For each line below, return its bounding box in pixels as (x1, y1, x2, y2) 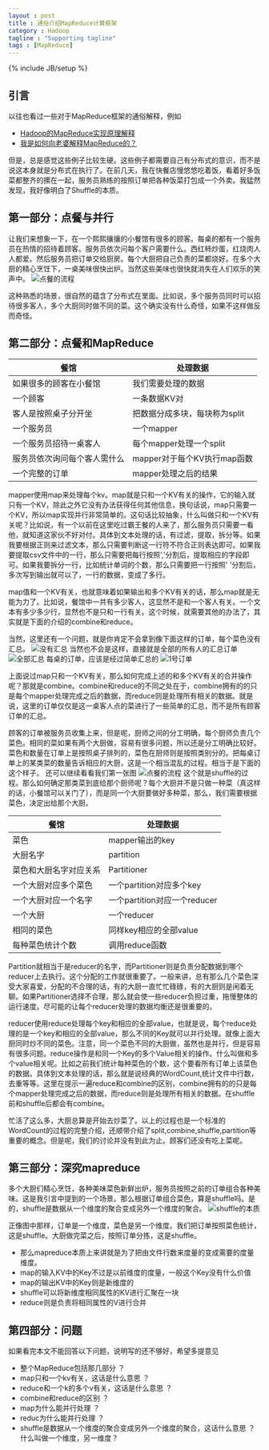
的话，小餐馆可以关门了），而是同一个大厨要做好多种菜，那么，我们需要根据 (8, 787, 258, 797)
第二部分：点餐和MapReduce (8, 337, 155, 350)
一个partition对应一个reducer (108, 894, 218, 905)
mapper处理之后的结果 (132, 467, 218, 479)
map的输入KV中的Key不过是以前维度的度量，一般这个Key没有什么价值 (19, 1268, 251, 1277)
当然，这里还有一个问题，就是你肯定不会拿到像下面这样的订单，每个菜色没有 (8, 634, 261, 643)
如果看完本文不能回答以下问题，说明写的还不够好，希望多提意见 (8, 1346, 219, 1356)
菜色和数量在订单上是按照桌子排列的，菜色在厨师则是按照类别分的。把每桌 (8, 747, 254, 757)
